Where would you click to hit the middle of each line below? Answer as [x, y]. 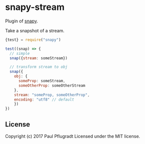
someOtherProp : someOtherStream [52, 85]
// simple [20, 53]
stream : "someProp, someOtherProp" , [52, 95]
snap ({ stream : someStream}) [39, 58]
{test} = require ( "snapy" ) [33, 40]
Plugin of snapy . [22, 21]
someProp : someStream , [42, 81]
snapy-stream [35, 7]
